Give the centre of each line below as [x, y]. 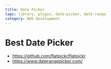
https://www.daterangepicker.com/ [47, 61]
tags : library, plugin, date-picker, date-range [55, 14]
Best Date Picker [39, 43]
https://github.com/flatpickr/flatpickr [49, 56]
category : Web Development [33, 18]
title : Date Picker [25, 9]
